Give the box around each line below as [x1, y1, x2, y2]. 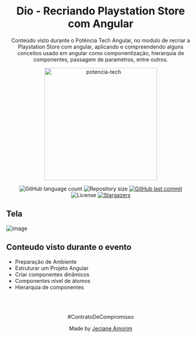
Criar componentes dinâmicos [14, 271, 90, 278]
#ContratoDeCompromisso [67, 313, 134, 320]
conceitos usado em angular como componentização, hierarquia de [17, 49, 185, 56]
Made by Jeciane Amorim [68, 325, 133, 332]
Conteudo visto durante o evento [6, 242, 132, 252]
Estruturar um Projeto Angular [14, 264, 89, 271]
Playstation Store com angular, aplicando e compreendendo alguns [17, 43, 184, 50]
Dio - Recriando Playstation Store [16, 4, 185, 18]
